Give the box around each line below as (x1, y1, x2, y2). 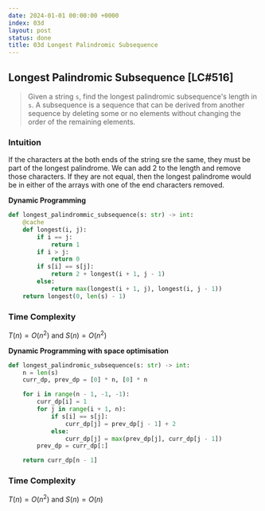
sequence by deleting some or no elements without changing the (27, 108, 241, 118)
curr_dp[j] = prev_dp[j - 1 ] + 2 (64, 420, 177, 428)
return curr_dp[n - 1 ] (22, 456, 98, 465)
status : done (8, 33, 52, 42)
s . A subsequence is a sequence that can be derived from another (27, 100, 245, 110)
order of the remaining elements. (27, 117, 136, 126)
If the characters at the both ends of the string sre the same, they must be (8, 155, 251, 165)
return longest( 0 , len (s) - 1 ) (22, 292, 127, 300)
